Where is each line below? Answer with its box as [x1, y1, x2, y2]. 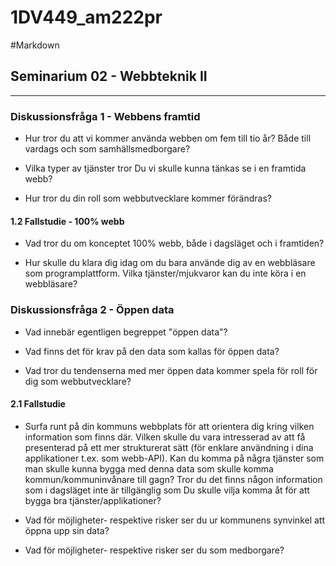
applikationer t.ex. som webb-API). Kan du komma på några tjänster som [24, 452, 325, 464]
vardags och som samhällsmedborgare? [24, 143, 191, 155]
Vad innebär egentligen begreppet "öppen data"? [24, 326, 228, 338]
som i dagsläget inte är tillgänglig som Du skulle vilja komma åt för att [24, 484, 310, 496]
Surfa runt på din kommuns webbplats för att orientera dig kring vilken [24, 420, 315, 432]
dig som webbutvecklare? [24, 375, 132, 387]
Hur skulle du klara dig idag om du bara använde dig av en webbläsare [24, 257, 316, 269]
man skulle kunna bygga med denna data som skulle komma [24, 462, 274, 475]
